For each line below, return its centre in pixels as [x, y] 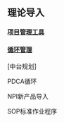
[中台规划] [22, 66]
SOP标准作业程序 [32, 111]
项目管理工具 [26, 32]
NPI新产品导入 [28, 97]
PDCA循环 [22, 81]
